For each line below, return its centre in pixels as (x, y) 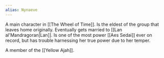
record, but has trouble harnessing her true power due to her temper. (78, 40)
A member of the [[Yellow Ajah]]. (40, 50)
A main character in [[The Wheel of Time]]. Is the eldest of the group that (82, 24)
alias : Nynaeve (21, 10)
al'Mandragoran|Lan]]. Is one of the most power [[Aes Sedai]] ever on (79, 35)
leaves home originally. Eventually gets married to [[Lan (64, 30)
